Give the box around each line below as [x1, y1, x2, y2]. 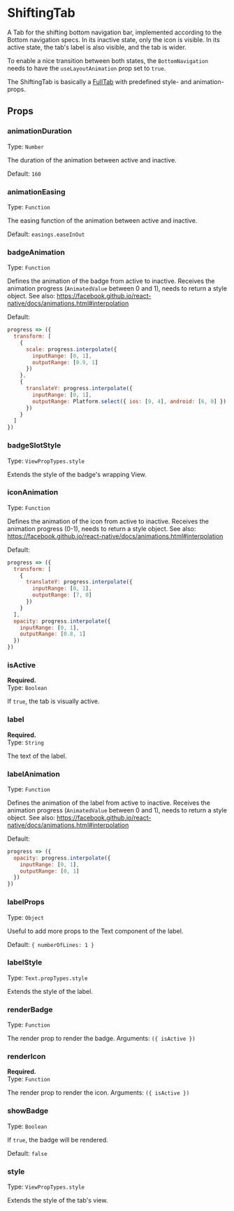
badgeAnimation [7, 247, 65, 257]
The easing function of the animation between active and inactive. [7, 216, 198, 225]
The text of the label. [7, 752, 68, 760]
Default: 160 [7, 169, 41, 178]
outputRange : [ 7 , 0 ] [32, 592, 92, 599]
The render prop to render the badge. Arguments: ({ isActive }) [7, 1034, 196, 1043]
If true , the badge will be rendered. [7, 1135, 108, 1144]
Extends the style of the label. [7, 987, 93, 995]
